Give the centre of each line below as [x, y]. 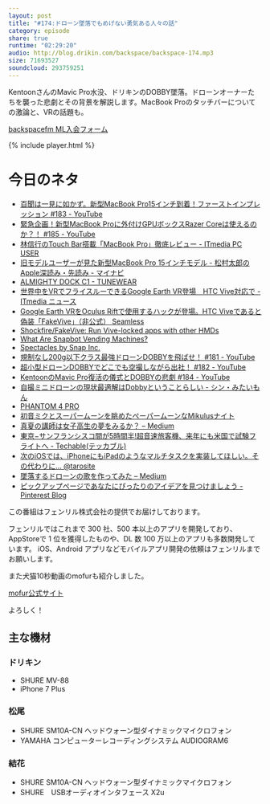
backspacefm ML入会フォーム [58, 129]
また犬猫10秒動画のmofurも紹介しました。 [78, 576]
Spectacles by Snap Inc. [60, 347]
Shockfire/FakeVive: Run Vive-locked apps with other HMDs [119, 330]
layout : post [30, 16]
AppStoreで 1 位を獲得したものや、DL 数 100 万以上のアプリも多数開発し [129, 538]
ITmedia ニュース [48, 301]
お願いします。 [33, 558]
